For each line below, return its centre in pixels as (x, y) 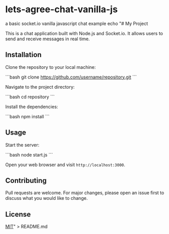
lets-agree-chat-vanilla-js (62, 9)
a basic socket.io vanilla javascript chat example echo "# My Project (77, 23)
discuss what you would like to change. (47, 198)
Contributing (26, 180)
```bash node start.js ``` (29, 154)
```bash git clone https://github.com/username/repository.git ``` (71, 77)
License (18, 214)
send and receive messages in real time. (48, 39)
